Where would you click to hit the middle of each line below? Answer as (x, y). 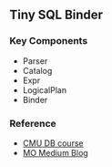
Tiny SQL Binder (56, 15)
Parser (35, 61)
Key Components (49, 41)
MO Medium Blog (55, 152)
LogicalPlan (44, 89)
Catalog (37, 70)
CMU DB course (53, 143)
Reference (33, 123)
